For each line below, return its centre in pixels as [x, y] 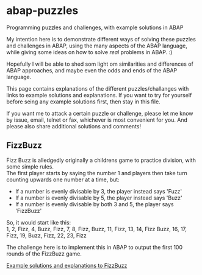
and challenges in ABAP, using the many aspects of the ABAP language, [97, 46]
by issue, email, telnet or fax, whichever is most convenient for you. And [97, 120]
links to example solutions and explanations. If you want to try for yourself [99, 95]
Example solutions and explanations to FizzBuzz [67, 265]
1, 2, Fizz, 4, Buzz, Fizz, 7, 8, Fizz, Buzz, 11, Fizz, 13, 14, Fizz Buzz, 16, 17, [97, 229]
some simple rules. [30, 166]
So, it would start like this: [39, 222]
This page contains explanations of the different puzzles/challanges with [98, 88]
